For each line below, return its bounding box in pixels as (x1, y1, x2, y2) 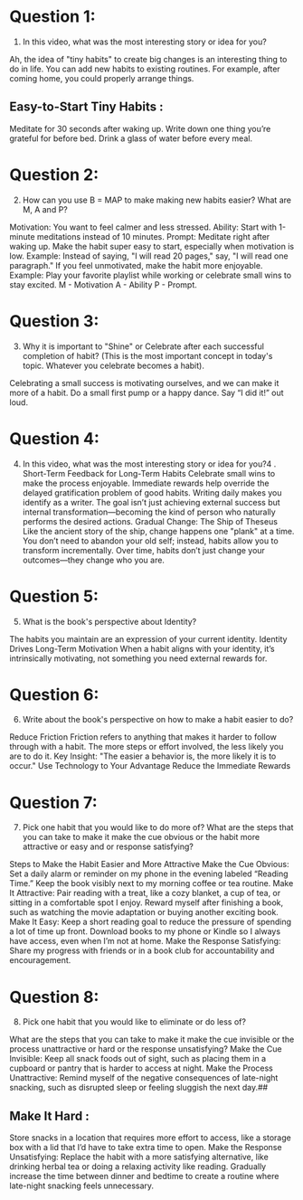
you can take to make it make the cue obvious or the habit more (22, 832, 260, 843)
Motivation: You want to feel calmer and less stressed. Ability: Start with (9, 222, 278, 232)
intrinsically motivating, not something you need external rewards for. (9, 653, 268, 664)
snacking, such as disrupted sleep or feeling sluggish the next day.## (9, 1082, 269, 1093)
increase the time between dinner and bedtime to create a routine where (9, 1171, 279, 1182)
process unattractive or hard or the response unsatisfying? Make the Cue (9, 1044, 282, 1054)
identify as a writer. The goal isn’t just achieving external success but (22, 496, 280, 507)
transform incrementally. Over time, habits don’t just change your (22, 544, 265, 555)
